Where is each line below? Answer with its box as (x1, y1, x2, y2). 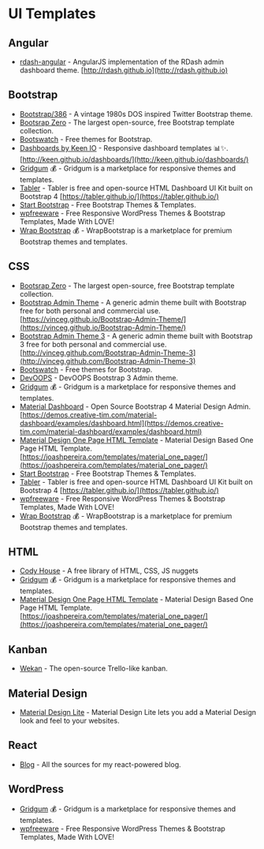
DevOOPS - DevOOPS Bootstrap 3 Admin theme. (19, 372, 179, 383)
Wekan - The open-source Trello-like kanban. (19, 664, 168, 673)
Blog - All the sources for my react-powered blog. (19, 759, 181, 769)
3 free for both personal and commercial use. (19, 339, 167, 349)
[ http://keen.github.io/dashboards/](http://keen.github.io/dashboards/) (19, 155, 249, 164)
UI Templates (8, 5, 96, 23)
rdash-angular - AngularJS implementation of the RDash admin (19, 57, 225, 66)
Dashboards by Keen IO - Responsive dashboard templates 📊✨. (19, 143, 229, 152)
